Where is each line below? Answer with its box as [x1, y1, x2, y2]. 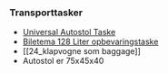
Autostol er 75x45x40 [22, 56, 104, 67]
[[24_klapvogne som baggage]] [22, 46, 141, 57]
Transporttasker [9, 6, 84, 19]
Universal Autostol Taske [22, 27, 116, 38]
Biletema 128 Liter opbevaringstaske [22, 36, 159, 47]
